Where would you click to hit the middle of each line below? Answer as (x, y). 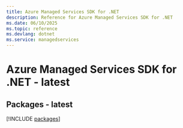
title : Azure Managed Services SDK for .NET (63, 12)
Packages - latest (40, 104)
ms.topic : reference (32, 29)
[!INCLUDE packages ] (33, 119)
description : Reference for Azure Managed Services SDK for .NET (89, 17)
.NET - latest (38, 82)
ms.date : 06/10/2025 (32, 23)
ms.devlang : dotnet (31, 34)
